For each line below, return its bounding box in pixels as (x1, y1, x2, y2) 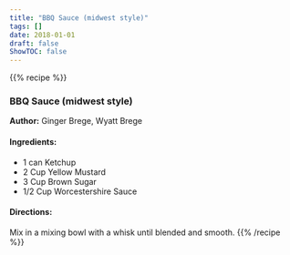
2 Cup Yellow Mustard (22, 166, 107, 178)
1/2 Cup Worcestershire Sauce (22, 186, 138, 197)
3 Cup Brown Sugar (22, 176, 98, 187)
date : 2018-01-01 (9, 30, 76, 39)
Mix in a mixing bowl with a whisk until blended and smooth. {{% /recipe (9, 227, 281, 238)
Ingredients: (9, 137, 57, 148)
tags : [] (9, 22, 43, 31)
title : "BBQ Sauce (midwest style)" (9, 13, 149, 23)
